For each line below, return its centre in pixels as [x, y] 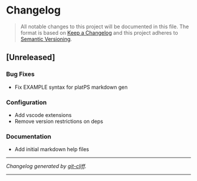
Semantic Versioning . [46, 39]
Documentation [29, 136]
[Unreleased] [31, 57]
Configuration [26, 102]
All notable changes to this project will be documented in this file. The [105, 26]
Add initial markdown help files [52, 149]
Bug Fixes [21, 74]
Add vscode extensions [43, 115]
